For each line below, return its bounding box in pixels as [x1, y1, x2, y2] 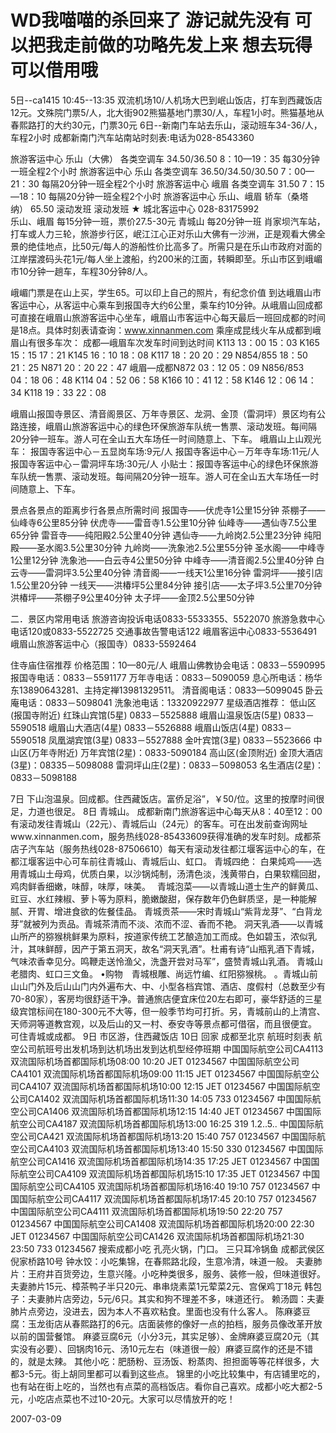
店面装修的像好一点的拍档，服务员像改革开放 [138, 1317, 323, 1330]
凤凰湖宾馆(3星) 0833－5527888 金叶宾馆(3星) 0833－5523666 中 [48, 734, 323, 746]
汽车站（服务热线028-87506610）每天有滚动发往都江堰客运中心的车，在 [27, 842, 326, 855]
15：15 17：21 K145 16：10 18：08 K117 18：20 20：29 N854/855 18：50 [10, 349, 308, 361]
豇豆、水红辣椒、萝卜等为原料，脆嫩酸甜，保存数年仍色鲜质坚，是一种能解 [10, 892, 317, 905]
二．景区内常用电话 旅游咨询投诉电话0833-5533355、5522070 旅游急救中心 [10, 612, 326, 625]
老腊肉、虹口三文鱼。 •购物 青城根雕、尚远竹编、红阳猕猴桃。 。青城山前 [10, 967, 318, 980]
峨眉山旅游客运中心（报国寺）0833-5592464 [10, 637, 197, 650]
